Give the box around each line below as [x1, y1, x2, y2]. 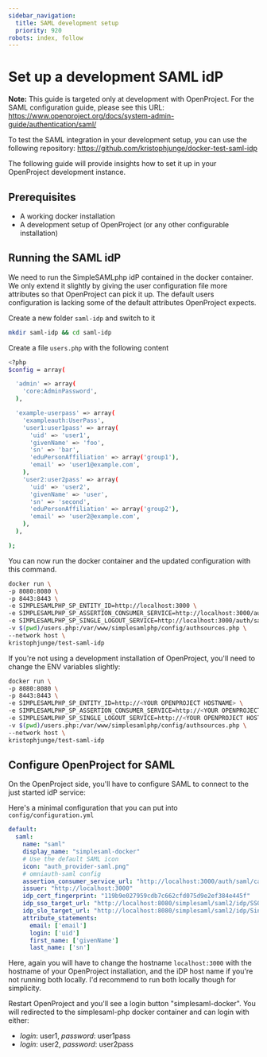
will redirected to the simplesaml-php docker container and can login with [8, 1007, 250, 1017]
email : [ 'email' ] [29, 921, 87, 930]
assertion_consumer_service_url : [22, 877, 133, 885]
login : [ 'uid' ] [29, 929, 80, 937]
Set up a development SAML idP [8, 68, 224, 86]
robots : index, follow [8, 33, 83, 42]
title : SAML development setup [15, 19, 119, 27]
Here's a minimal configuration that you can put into [8, 803, 178, 813]
